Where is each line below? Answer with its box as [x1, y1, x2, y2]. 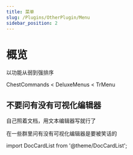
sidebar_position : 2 [6, 20, 58, 26]
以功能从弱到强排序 [6, 69, 54, 76]
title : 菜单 [6, 8, 34, 15]
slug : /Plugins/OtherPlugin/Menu [6, 14, 90, 21]
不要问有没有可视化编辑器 [6, 100, 101, 110]
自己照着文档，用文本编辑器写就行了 [6, 117, 96, 124]
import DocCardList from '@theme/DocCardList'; [6, 142, 128, 150]
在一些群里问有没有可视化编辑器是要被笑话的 [6, 130, 117, 138]
